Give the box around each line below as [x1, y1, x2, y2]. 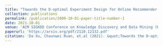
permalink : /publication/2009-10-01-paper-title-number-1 [5, 16, 125, 21]
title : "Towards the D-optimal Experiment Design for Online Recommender [5, 7, 158, 12]
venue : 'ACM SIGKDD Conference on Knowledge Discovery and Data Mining [5, 25, 153, 30]
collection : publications [5, 11, 57, 16]
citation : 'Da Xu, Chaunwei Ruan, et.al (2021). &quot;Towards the [5, 34, 145, 39]
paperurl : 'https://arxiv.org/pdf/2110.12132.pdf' [5, 29, 110, 34]
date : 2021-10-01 [5, 20, 40, 25]
